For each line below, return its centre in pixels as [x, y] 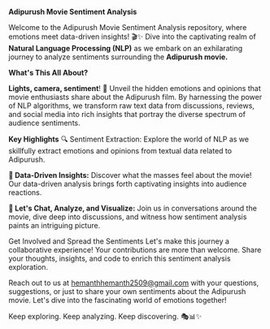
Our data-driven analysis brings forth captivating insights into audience [128, 184]
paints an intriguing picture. [54, 225]
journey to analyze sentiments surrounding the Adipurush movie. [118, 57]
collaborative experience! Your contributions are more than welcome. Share [135, 250]
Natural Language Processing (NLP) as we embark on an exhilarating [126, 48]
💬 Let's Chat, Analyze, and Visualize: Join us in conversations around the [133, 208]
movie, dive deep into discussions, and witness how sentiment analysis [128, 217]
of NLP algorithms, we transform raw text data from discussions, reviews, [131, 106]
